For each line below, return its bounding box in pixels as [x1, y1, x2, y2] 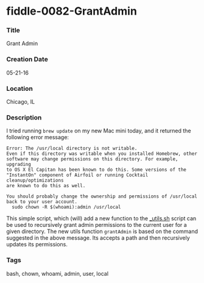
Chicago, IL [6, 98, 35, 106]
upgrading [6, 162, 32, 168]
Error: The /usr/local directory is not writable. [6, 145, 138, 152]
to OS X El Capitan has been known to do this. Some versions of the [6, 167, 187, 173]
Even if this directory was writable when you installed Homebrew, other [6, 151, 198, 157]
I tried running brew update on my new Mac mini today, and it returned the [6, 127, 191, 135]
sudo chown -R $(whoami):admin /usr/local [12, 204, 121, 210]
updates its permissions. [6, 241, 68, 248]
